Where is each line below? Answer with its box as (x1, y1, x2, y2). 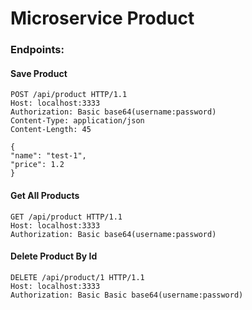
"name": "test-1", (10, 151, 87, 161)
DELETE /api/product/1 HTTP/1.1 (10, 272, 145, 282)
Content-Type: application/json (10, 116, 145, 126)
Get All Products (10, 189, 80, 201)
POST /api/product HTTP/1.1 (10, 90, 128, 100)
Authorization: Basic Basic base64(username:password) (10, 290, 244, 300)
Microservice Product (10, 7, 195, 30)
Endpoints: (10, 43, 65, 57)
